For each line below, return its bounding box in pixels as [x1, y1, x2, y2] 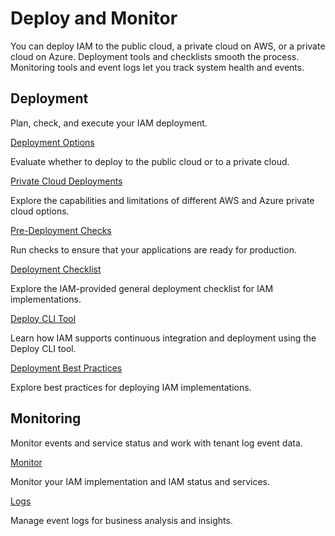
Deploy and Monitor [10, 7, 178, 30]
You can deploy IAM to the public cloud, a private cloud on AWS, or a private [10, 40, 326, 52]
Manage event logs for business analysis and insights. [10, 514, 233, 526]
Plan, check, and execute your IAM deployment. [10, 117, 208, 129]
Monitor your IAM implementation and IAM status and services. [10, 475, 271, 487]
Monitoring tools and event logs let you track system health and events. [10, 61, 305, 73]
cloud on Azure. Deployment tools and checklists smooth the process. [10, 50, 300, 62]
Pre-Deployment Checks [10, 224, 112, 236]
